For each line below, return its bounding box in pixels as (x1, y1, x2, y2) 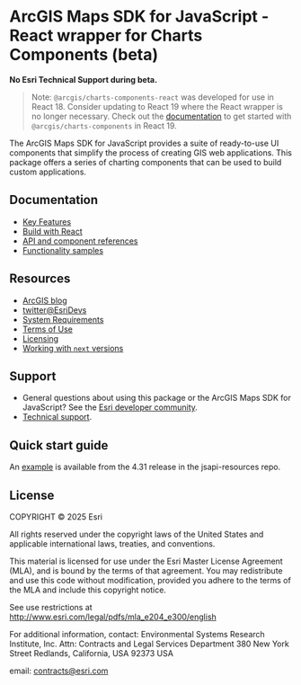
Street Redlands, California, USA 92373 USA (9, 648, 173, 658)
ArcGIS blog (22, 295, 67, 306)
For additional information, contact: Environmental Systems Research (9, 629, 265, 639)
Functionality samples (22, 245, 104, 255)
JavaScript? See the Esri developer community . (22, 402, 198, 413)
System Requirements (22, 314, 104, 325)
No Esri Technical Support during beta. (9, 74, 158, 85)
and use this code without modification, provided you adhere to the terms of (9, 575, 292, 585)
